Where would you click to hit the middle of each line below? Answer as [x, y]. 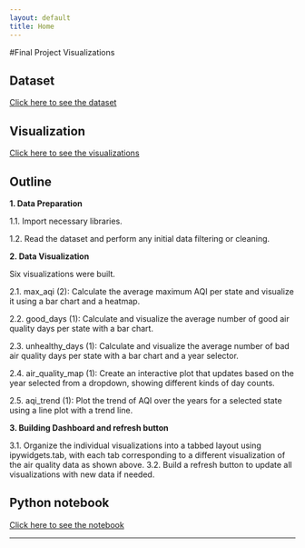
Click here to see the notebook [67, 524]
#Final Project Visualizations [62, 52]
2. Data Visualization [49, 256]
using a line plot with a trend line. [71, 410]
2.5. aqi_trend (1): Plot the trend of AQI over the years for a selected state [146, 400]
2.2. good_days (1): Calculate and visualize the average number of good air [149, 318]
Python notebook [59, 503]
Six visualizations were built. [63, 274]
